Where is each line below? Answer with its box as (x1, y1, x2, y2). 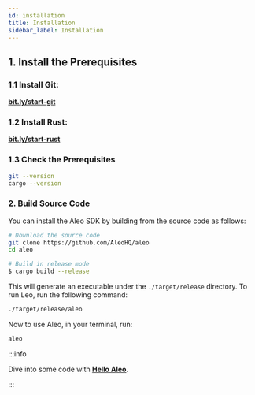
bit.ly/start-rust (8, 135, 61, 144)
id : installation (8, 11, 65, 20)
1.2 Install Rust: (8, 116, 68, 127)
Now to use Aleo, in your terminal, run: (8, 319, 133, 329)
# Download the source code (8, 231, 101, 239)
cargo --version (8, 179, 61, 188)
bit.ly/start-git (8, 97, 56, 106)
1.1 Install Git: (8, 79, 59, 90)
